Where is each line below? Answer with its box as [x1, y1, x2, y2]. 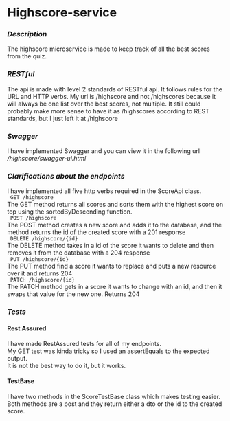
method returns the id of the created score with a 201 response [7, 228, 186, 236]
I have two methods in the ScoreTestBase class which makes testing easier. [7, 392, 221, 400]
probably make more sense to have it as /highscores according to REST [7, 106, 209, 115]
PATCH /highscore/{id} [10, 277, 76, 284]
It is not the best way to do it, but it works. [7, 361, 126, 369]
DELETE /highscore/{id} [10, 236, 78, 242]
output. [7, 354, 27, 362]
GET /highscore [10, 194, 54, 201]
